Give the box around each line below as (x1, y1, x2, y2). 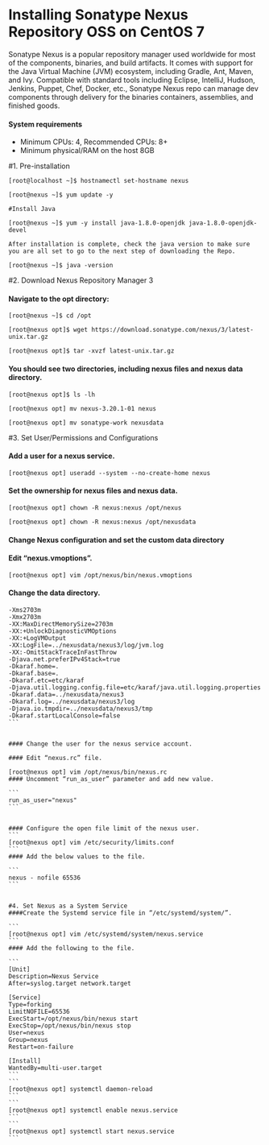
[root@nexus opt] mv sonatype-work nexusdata (8, 419, 163, 427)
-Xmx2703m (8, 613, 42, 621)
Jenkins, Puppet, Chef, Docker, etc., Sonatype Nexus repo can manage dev (8, 83, 259, 93)
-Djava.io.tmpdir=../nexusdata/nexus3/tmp (8, 705, 153, 713)
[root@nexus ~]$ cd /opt (8, 312, 92, 320)
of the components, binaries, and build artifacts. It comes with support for (8, 58, 254, 68)
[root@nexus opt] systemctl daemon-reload (8, 1085, 153, 1093)
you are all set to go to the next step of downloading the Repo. (8, 247, 236, 255)
